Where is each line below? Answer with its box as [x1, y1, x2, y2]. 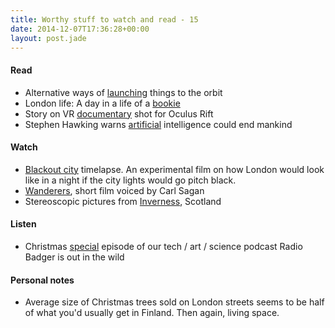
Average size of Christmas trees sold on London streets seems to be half [24, 296, 325, 308]
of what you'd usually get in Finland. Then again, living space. [24, 307, 280, 319]
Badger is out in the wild [24, 251, 125, 263]
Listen [10, 218, 37, 230]
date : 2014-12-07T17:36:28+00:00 [10, 24, 150, 34]
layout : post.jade [10, 33, 87, 43]
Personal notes [10, 274, 75, 286]
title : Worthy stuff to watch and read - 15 [10, 14, 199, 25]
